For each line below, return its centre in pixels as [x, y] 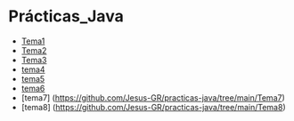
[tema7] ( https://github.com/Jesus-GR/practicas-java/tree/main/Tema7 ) [153, 97]
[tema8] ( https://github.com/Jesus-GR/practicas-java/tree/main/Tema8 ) [153, 107]
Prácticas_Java [66, 16]
